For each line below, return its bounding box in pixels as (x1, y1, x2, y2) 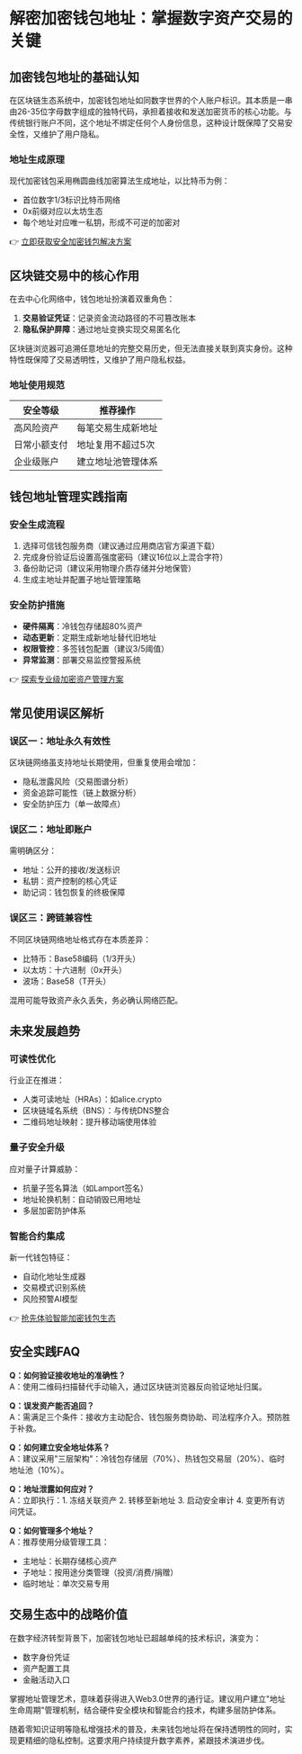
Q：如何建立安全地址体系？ (9, 1442, 111, 1453)
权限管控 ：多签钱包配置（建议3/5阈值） (22, 643, 169, 654)
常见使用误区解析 (9, 706, 104, 721)
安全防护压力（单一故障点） (22, 798, 126, 810)
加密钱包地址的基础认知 (9, 69, 139, 85)
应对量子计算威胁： (9, 1163, 81, 1174)
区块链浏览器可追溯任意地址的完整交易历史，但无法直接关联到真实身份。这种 (9, 343, 293, 354)
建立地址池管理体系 (76, 455, 159, 468)
